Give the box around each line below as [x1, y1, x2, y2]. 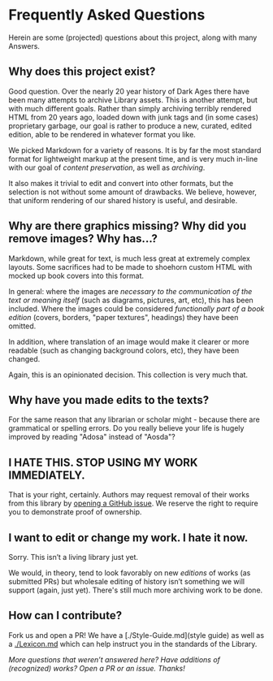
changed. [8, 354, 41, 363]
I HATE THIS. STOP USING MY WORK [8, 455, 198, 469]
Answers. [8, 41, 41, 50]
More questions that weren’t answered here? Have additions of [8, 654, 221, 664]
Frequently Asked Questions [8, 6, 206, 24]
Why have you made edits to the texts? [8, 393, 210, 407]
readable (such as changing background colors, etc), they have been [8, 345, 240, 355]
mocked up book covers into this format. [8, 271, 145, 280]
